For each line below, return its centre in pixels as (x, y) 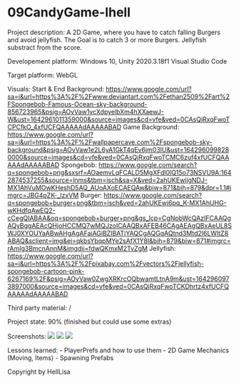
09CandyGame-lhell (69, 13)
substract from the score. (45, 47)
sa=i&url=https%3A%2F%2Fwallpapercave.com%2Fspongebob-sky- (110, 142)
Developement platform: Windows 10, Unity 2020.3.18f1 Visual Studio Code (117, 61)
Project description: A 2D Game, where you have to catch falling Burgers (114, 32)
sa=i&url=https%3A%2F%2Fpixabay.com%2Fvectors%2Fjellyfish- (106, 263)
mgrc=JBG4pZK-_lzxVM (43, 195)
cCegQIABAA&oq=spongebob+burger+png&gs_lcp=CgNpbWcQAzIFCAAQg (119, 218)
